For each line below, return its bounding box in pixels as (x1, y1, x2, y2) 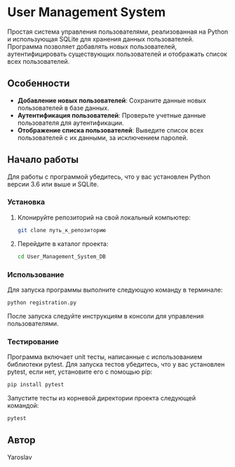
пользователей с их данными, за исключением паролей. (17, 133, 188, 142)
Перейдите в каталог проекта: (17, 239, 109, 248)
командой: (7, 401, 39, 410)
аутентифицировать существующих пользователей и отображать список (7, 50, 228, 58)
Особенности (7, 78, 70, 90)
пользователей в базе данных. (17, 103, 110, 112)
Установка (7, 197, 46, 207)
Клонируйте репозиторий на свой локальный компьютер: (17, 213, 191, 222)
